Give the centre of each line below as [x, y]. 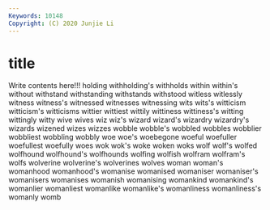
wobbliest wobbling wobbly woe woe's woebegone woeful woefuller [123, 137]
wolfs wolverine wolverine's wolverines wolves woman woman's [116, 163]
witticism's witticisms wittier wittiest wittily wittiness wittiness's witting [126, 111]
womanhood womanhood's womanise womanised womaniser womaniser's [133, 171]
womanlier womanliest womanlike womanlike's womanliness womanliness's [135, 189]
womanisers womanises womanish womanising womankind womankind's [131, 180]
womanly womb [35, 197]
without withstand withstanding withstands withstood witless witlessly [126, 94]
